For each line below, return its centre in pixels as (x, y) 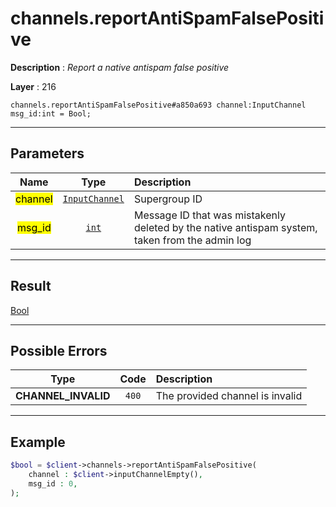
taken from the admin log (192, 240)
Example (38, 442)
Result (31, 286)
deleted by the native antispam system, (225, 227)
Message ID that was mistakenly (209, 215)
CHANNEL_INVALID (63, 396)
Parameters (47, 153)
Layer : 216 (33, 86)
